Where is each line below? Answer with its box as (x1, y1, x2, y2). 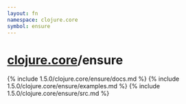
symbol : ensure (7, 23, 51, 29)
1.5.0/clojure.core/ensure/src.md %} (7, 90, 110, 98)
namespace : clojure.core (7, 16, 78, 23)
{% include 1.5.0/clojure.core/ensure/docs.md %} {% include (7, 75, 180, 83)
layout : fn (7, 10, 38, 17)
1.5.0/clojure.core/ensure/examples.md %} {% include (7, 82, 160, 90)
